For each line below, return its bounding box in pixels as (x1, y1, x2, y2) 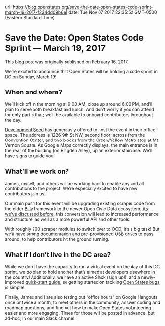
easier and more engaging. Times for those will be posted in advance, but (5, 310, 155, 316)
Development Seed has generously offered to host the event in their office (5, 126, 156, 133)
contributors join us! (5, 190, 46, 197)
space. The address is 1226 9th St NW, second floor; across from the (5, 132, 145, 138)
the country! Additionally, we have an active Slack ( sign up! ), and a (5, 274, 140, 280)
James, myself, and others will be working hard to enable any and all (5, 180, 144, 186)
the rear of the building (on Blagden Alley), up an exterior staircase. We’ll (5, 147, 153, 153)
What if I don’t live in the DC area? (5, 250, 111, 259)
